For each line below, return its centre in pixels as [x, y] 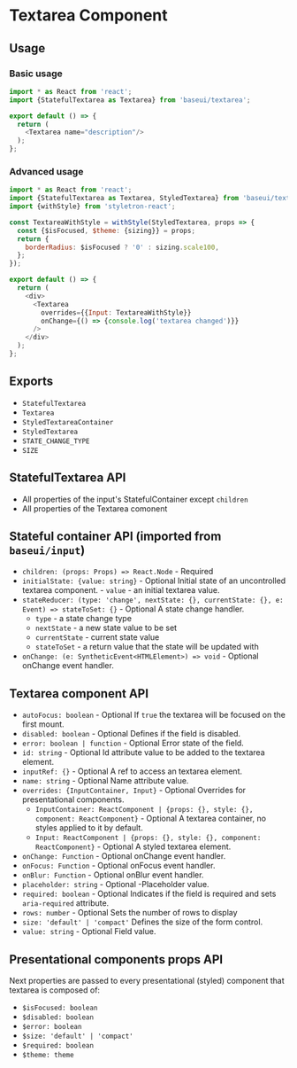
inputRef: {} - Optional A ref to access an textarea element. [132, 771]
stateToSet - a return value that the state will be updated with [147, 647]
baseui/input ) [47, 550]
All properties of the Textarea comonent [95, 508]
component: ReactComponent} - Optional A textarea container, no [151, 819]
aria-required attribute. [65, 903]
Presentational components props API [116, 959]
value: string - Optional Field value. [89, 932]
